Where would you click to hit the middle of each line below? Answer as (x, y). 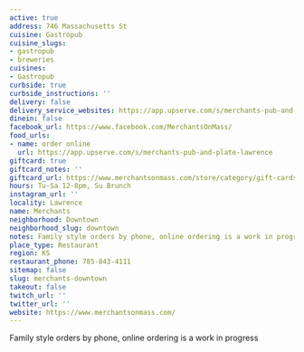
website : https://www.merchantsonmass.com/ (93, 312)
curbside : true (38, 85)
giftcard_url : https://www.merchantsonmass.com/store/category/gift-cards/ (155, 177)
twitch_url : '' (38, 295)
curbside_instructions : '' (60, 93)
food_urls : (30, 136)
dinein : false (36, 119)
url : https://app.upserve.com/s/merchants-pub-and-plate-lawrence (145, 152)
